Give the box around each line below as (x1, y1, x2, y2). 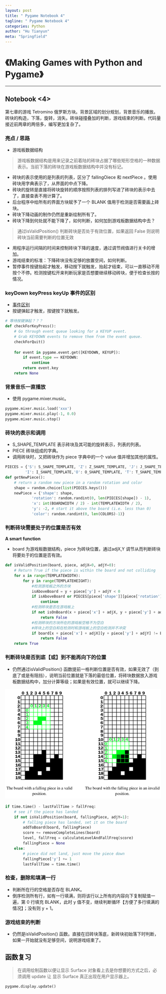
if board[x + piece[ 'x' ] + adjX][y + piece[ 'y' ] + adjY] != (31, 630, 158, 636)
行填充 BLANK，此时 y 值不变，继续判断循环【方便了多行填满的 (30, 899, 160, 905)
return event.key (23, 366, 58, 371)
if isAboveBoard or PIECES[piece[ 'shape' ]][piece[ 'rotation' (31, 594, 161, 599)
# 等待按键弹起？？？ (5, 318, 43, 323)
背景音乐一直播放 (5, 383, 46, 390)
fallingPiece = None (23, 841, 65, 846)
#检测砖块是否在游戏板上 (31, 605, 75, 610)
